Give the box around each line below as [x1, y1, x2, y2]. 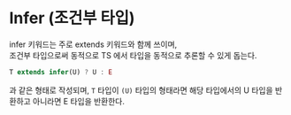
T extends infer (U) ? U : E [9, 67, 113, 76]
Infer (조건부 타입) [9, 8, 135, 28]
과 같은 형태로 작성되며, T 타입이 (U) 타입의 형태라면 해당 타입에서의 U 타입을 [9, 85, 273, 96]
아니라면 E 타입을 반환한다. [32, 96, 126, 106]
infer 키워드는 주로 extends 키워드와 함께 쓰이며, [9, 39, 178, 50]
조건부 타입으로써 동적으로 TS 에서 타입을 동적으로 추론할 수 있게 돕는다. [9, 50, 257, 60]
